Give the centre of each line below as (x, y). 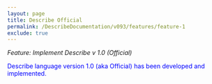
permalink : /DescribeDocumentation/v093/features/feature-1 (97, 26)
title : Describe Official (45, 20)
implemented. (27, 74)
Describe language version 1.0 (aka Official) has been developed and (106, 66)
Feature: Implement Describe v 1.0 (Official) (70, 53)
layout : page (26, 14)
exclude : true (28, 33)
